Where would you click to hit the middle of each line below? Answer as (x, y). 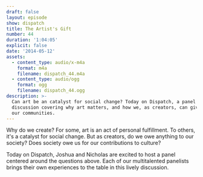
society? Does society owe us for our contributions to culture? (84, 143)
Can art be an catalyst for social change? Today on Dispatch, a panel (104, 101)
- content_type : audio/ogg (46, 79)
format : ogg (32, 85)
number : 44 (20, 34)
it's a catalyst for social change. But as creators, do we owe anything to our (100, 137)
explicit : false (27, 46)
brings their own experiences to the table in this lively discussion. (88, 167)
